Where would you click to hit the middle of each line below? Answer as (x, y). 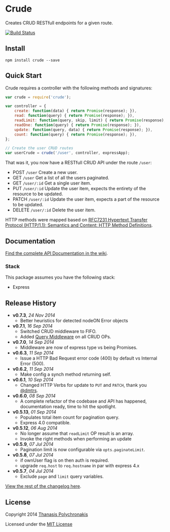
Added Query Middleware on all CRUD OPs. (66, 337)
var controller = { (26, 106)
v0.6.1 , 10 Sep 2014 (33, 380)
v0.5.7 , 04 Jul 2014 (33, 471)
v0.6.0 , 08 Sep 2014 (34, 396)
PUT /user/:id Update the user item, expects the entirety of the (79, 189)
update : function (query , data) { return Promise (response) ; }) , (83, 129)
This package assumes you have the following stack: (60, 277)
